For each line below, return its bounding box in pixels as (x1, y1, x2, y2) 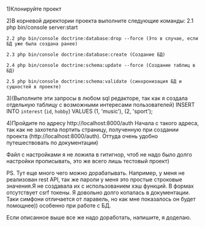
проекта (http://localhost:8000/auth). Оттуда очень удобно (6, 133, 158, 140)
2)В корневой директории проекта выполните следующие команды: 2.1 (6, 17, 194, 24)
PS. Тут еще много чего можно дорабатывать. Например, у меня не (6, 169, 185, 177)
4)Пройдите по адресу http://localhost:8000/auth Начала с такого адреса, (6, 120, 199, 126)
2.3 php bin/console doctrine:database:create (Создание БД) (6, 52, 166, 58)
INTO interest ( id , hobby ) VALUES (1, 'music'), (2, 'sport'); (6, 107, 153, 115)
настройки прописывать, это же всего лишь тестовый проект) (6, 158, 170, 164)
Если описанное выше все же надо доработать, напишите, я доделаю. (6, 214, 192, 221)
